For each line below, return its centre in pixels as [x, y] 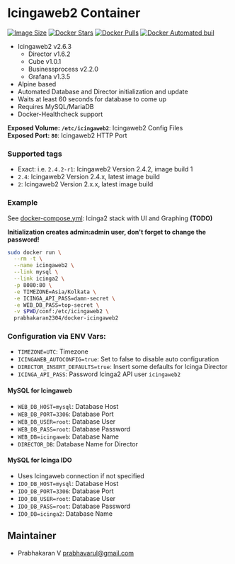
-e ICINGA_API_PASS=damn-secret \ [64, 298]
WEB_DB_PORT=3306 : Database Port [66, 414]
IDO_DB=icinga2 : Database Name [65, 513]
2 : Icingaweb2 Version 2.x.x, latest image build [85, 184]
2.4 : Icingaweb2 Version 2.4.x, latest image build [89, 177]
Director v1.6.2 [49, 54]
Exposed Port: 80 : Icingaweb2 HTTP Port [67, 135]
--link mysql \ [36, 272]
